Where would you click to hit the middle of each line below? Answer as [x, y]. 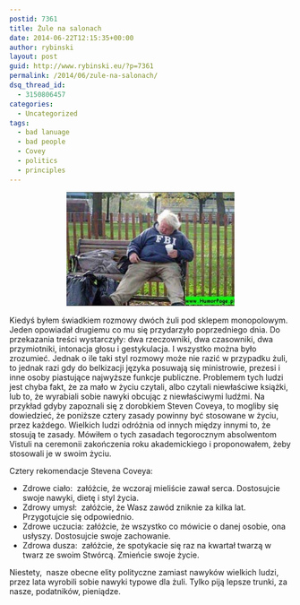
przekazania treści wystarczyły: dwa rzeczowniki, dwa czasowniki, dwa [141, 339]
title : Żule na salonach [56, 28]
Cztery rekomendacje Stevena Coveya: [81, 471]
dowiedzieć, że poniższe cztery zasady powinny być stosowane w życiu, [144, 415]
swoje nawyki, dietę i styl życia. [80, 497]
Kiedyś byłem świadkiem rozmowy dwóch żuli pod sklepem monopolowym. [149, 320]
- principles [42, 170]
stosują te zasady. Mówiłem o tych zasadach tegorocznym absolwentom [143, 434]
